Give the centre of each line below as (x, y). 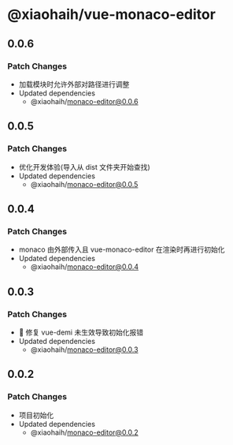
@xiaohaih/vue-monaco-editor (111, 15)
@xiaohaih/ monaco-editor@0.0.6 (84, 101)
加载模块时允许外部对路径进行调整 (74, 84)
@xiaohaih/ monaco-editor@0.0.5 (84, 184)
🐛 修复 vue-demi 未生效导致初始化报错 (81, 332)
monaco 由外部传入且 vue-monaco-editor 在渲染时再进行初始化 (122, 249)
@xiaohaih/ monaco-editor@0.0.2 (84, 432)
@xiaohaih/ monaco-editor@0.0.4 (85, 267)
